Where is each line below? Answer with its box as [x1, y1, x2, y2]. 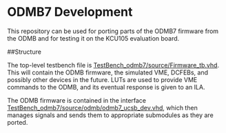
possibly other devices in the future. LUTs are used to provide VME [7, 75, 198, 83]
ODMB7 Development [7, 4, 133, 20]
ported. [7, 118, 28, 126]
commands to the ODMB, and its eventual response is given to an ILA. [7, 83, 205, 91]
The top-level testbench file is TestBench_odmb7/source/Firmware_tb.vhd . [7, 61, 219, 69]
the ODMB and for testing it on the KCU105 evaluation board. [7, 34, 180, 42]
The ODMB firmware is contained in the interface [7, 96, 147, 104]
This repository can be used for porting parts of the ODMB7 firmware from [7, 27, 219, 35]
